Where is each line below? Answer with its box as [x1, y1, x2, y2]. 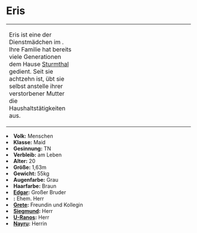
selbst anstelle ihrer [9, 82, 63, 90]
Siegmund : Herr [13, 207, 53, 214]
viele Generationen [9, 52, 62, 61]
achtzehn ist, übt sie [9, 75, 64, 83]
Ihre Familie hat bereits [9, 45, 72, 54]
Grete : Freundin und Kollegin [13, 201, 83, 208]
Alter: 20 [13, 157, 36, 164]
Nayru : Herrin [13, 219, 47, 227]
